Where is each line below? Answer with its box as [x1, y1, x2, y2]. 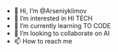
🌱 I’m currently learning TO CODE [13, 22, 111, 30]
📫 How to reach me [13, 37, 72, 45]
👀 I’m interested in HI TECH [13, 14, 93, 22]
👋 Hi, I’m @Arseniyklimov [13, 7, 87, 15]
